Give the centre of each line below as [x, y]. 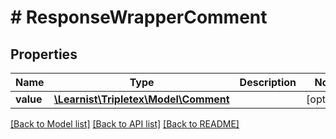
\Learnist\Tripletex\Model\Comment [141, 99]
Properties [44, 54]
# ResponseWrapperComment [139, 17]
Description [268, 82]
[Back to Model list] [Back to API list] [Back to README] [125, 124]
